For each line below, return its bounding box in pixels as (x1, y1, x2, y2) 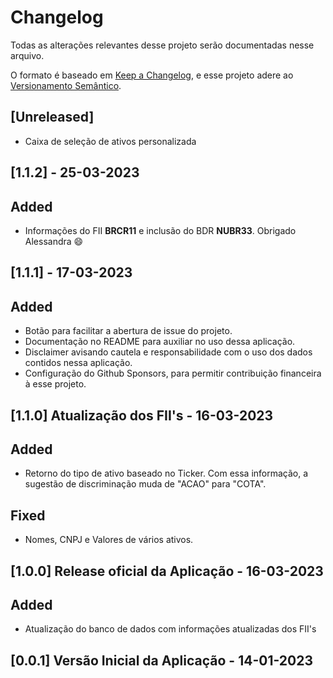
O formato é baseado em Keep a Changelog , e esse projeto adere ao (10, 69, 294, 81)
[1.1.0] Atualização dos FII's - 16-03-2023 (10, 407, 274, 424)
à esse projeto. (24, 378, 87, 390)
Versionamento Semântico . (10, 79, 122, 91)
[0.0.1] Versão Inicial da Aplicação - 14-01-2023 (10, 652, 313, 669)
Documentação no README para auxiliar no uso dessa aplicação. (24, 336, 296, 348)
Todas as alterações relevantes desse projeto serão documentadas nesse (10, 39, 315, 51)
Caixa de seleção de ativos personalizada (24, 135, 197, 147)
